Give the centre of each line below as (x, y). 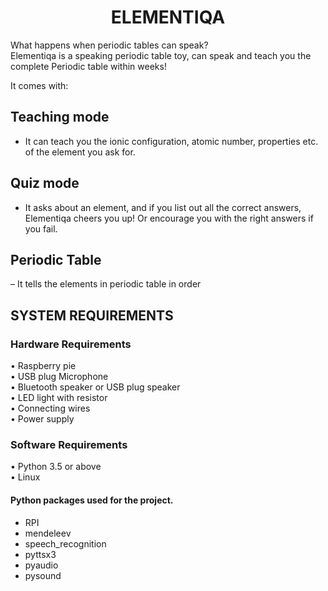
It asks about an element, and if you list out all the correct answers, (163, 207)
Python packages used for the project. (92, 500)
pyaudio (41, 565)
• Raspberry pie (43, 366)
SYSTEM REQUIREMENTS (92, 315)
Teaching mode (60, 117)
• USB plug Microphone (59, 377)
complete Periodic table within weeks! (88, 66)
